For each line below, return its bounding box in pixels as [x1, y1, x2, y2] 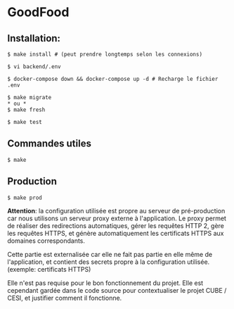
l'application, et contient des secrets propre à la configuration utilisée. [7, 258, 210, 266]
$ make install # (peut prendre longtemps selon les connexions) [7, 51, 202, 58]
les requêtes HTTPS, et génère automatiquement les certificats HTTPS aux [7, 229, 224, 237]
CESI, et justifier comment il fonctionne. [7, 294, 122, 302]
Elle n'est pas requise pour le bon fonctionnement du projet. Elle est [7, 279, 204, 287]
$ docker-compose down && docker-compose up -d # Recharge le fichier [7, 75, 219, 82]
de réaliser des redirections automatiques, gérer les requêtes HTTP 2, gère [7, 221, 225, 229]
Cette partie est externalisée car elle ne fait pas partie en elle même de [7, 250, 213, 258]
